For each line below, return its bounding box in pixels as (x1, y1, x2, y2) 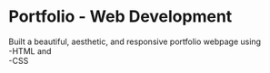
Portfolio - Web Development (8, 6, 233, 27)
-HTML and (8, 45, 52, 56)
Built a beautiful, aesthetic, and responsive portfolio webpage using (8, 36, 261, 47)
